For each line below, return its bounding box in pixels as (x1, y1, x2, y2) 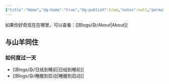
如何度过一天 (5, 54, 37, 61)
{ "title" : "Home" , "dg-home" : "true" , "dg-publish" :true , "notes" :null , (5, 7, 150, 13)
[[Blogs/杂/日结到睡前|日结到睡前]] (12, 66, 84, 73)
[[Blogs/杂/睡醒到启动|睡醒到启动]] (12, 73, 84, 79)
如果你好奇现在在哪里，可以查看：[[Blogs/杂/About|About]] (5, 22, 128, 28)
